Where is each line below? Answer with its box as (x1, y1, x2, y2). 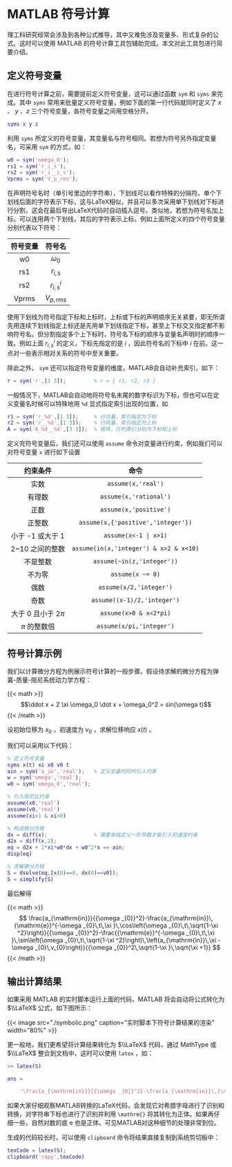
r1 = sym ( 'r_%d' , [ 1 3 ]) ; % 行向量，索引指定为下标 (7, 413, 157, 420)
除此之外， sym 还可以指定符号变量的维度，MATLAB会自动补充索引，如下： (7, 363, 220, 372)
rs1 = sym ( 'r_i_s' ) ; (7, 163, 67, 170)
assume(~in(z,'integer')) (93, 557, 178, 566)
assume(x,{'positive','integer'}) (79, 519, 193, 527)
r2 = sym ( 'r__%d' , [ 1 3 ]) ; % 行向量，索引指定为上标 (7, 419, 157, 427)
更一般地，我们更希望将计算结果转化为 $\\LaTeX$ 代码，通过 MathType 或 (7, 1041, 217, 1049)
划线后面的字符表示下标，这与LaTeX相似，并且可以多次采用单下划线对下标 (7, 197, 219, 206)
